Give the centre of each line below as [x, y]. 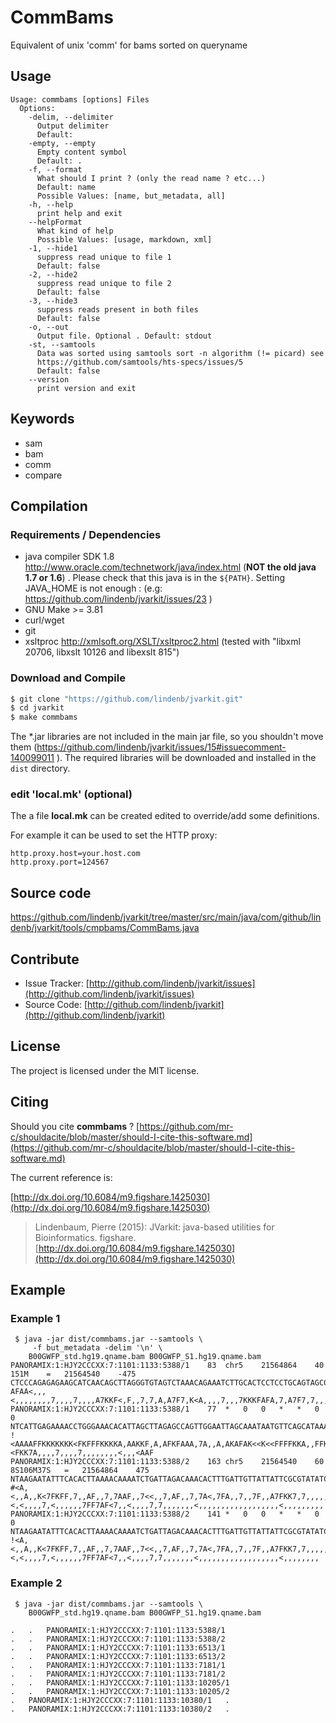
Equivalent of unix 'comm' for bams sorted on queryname [129, 45]
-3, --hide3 [53, 301]
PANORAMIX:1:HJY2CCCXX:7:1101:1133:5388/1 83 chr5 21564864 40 [167, 1366]
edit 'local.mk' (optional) [71, 794]
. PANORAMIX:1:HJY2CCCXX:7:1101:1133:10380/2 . [120, 1709]
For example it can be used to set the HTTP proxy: [114, 835]
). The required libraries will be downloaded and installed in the [186, 758]
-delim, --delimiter [71, 117]
